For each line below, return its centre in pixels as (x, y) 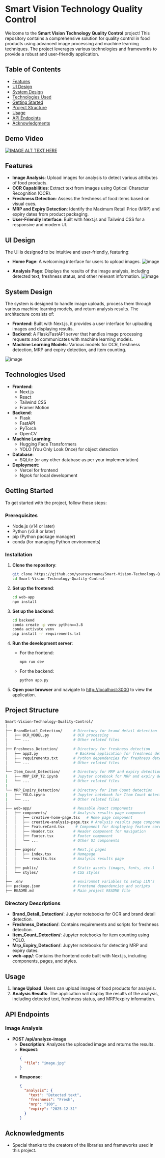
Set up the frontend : (33, 588)
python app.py (34, 680)
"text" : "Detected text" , (55, 1095)
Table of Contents (33, 70)
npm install (24, 602)
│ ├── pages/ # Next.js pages (56, 850)
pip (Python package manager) (44, 536)
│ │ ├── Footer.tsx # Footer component (59, 836)
